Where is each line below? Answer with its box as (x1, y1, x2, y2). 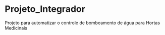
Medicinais (5, 25, 28, 31)
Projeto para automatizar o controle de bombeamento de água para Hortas (5, 20, 160, 26)
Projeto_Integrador (5, 3, 85, 15)
